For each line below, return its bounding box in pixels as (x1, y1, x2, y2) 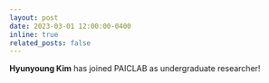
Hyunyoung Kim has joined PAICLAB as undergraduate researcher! (9, 63, 261, 74)
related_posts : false (9, 38, 91, 48)
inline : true (9, 30, 59, 39)
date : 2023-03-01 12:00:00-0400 (9, 22, 131, 31)
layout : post (9, 13, 59, 23)
